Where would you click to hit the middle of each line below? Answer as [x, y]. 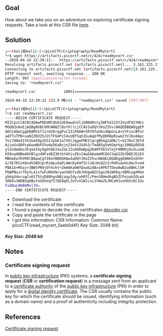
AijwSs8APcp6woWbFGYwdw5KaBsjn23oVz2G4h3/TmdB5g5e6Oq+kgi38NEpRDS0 [75, 145]
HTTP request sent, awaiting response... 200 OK [55, 74]
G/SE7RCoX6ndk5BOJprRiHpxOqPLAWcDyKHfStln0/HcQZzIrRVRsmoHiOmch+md [75, 163]
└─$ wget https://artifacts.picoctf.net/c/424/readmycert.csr [69, 56]
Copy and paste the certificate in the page [54, 215]
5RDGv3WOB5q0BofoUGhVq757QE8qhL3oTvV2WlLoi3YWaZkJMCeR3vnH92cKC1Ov [75, 181]
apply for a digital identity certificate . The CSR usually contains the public [78, 291]
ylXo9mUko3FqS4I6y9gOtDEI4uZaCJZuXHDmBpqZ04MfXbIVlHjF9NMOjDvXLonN [75, 150]
